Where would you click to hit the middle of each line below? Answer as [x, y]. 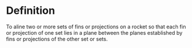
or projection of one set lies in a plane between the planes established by [94, 32]
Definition [31, 11]
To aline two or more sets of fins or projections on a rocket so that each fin [96, 27]
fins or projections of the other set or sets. [57, 39]
